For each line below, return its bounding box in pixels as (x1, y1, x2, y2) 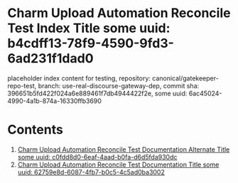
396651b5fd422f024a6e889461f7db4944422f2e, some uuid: (7, 89, 188, 98)
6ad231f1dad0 (7, 51, 94, 67)
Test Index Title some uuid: (7, 20, 171, 36)
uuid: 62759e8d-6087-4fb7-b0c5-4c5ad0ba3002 (17, 167, 165, 176)
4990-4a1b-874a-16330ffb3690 (7, 96, 102, 105)
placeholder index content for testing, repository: (7, 73, 151, 83)
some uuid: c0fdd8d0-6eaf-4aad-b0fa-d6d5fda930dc (17, 152, 178, 161)
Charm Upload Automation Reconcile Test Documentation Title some (17, 160, 220, 169)
